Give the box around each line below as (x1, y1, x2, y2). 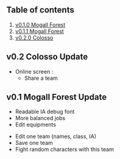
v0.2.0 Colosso (15, 34, 54, 41)
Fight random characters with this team (15, 146, 114, 153)
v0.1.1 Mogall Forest (15, 27, 64, 35)
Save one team (15, 140, 53, 147)
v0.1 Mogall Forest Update (6, 92, 107, 102)
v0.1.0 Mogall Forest (15, 21, 66, 28)
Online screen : (15, 68, 54, 75)
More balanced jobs (15, 115, 66, 122)
